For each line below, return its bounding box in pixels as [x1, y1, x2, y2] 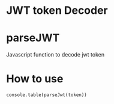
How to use [6, 72, 64, 86]
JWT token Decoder [6, 4, 108, 17]
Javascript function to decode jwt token [6, 51, 105, 58]
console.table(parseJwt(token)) [6, 92, 87, 98]
